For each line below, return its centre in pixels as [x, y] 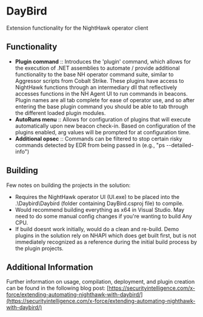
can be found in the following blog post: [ [58, 288]
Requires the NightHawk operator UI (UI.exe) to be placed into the [97, 197]
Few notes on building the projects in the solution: [68, 185]
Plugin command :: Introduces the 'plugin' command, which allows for [103, 61]
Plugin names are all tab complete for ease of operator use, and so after [105, 100]
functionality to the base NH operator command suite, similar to [94, 74]
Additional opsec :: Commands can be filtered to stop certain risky [99, 139]
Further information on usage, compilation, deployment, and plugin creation [101, 282]
